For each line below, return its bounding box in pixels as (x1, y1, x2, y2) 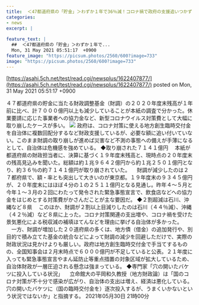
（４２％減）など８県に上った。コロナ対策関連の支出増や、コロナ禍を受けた (6, 211, 193, 218)
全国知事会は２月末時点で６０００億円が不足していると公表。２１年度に (16, 247, 193, 255)
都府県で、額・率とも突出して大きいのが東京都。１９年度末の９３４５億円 (11, 173, 193, 181)
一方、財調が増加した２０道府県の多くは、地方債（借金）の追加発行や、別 (11, 225, 193, 233)
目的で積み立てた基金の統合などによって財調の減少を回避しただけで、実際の (6, 233, 192, 240)
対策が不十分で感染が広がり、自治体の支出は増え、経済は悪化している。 (16, 277, 193, 285)
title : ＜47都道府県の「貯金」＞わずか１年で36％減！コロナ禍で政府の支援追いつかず (6, 8, 192, 15)
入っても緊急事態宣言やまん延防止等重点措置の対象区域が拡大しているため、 (6, 255, 192, 262)
